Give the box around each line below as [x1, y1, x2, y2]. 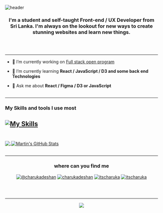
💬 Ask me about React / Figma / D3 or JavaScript [12, 83, 112, 89]
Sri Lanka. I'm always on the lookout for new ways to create [10, 22, 153, 29]
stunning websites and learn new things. [32, 29, 131, 35]
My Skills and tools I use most [5, 105, 77, 112]
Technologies [12, 73, 40, 80]
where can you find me [54, 163, 109, 169]
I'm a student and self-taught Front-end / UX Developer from [9, 16, 154, 23]
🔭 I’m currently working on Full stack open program [12, 59, 115, 65]
